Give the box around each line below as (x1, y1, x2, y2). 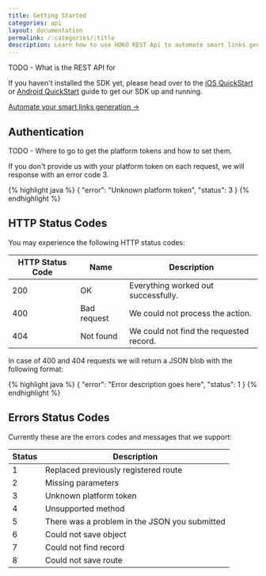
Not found (80, 330, 118, 341)
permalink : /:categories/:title (8, 33, 115, 42)
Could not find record (44, 541, 125, 552)
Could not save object (44, 528, 127, 540)
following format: (8, 364, 64, 374)
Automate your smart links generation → (8, 102, 140, 112)
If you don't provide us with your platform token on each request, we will (8, 161, 245, 171)
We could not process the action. (129, 307, 252, 318)
